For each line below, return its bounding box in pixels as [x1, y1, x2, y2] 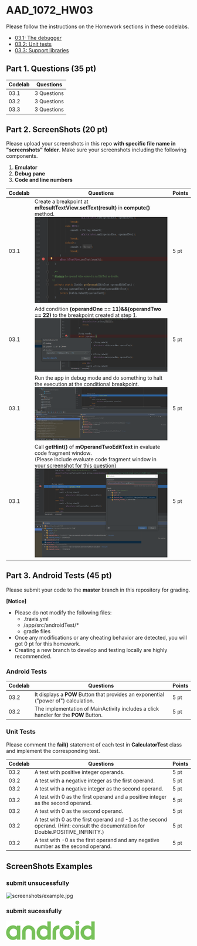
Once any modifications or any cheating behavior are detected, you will [14, 634, 188, 641]
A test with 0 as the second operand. [34, 808, 124, 815]
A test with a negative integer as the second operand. [34, 785, 164, 792]
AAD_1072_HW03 [6, 4, 94, 17]
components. [6, 153, 38, 160]
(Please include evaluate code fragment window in [34, 455, 157, 462]
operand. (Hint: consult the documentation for [34, 822, 145, 829]
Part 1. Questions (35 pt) [6, 64, 97, 74]
